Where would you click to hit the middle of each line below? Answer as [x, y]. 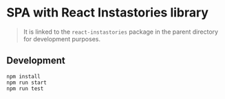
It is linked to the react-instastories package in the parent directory [120, 32]
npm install [23, 76]
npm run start [27, 82]
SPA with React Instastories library [108, 13]
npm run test [25, 88]
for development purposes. [62, 38]
